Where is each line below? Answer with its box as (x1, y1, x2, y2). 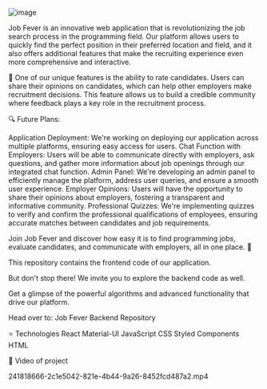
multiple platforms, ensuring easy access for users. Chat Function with (8, 141, 241, 151)
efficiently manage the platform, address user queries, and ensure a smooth (8, 176, 259, 184)
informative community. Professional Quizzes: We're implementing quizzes (8, 201, 255, 210)
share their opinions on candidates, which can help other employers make (8, 81, 252, 91)
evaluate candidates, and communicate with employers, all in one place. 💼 (8, 242, 252, 252)
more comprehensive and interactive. (8, 57, 132, 67)
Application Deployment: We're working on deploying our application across (8, 133, 259, 142)
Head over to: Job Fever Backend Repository (8, 313, 156, 322)
